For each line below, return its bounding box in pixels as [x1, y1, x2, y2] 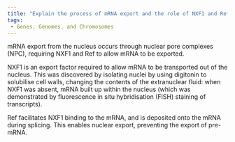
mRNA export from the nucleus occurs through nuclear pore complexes [7, 42, 213, 51]
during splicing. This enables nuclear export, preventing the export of [7, 121, 208, 129]
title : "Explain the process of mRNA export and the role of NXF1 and [7, 10, 218, 17]
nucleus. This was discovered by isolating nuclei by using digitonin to [7, 70, 207, 79]
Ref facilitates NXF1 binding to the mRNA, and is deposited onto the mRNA [7, 113, 222, 122]
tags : [7, 17, 23, 24]
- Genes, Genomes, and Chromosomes [10, 23, 114, 30]
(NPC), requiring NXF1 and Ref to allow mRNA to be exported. [7, 49, 185, 58]
